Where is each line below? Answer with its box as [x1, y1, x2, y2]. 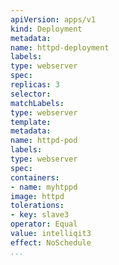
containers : [10, 172, 60, 183]
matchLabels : [10, 98, 65, 108]
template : [10, 117, 52, 127]
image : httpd [10, 191, 65, 201]
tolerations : [10, 201, 65, 211]
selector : [10, 89, 52, 99]
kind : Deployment [10, 24, 83, 34]
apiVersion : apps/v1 [10, 14, 97, 25]
